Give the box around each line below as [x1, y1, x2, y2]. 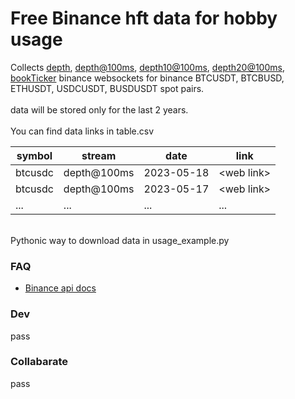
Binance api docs [24, 282, 97, 294]
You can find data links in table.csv [10, 125, 155, 137]
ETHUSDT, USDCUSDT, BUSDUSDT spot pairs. [10, 82, 205, 94]
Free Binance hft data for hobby [10, 7, 278, 30]
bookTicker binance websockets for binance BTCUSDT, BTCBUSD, [10, 72, 285, 84]
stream [81, 148, 117, 162]
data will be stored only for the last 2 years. [10, 103, 189, 116]
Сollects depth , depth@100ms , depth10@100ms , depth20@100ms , [10, 61, 285, 73]
